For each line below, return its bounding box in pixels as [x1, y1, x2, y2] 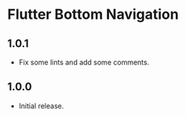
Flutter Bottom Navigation [7, 5, 179, 24]
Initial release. [18, 101, 64, 111]
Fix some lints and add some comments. [18, 57, 150, 67]
